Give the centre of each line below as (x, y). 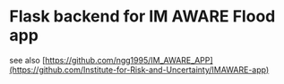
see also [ (27, 60)
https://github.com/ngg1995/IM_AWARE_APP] (129, 60)
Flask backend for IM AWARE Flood (142, 17)
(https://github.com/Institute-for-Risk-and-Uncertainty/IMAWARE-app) (139, 70)
